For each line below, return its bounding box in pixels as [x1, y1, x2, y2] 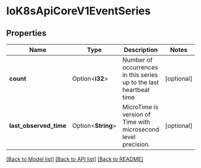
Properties [6, 28, 47, 38]
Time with [122, 118, 151, 126]
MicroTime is [122, 103, 159, 111]
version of [122, 111, 151, 118]
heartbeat [122, 85, 150, 94]
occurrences [122, 63, 159, 71]
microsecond [122, 126, 160, 133]
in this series [122, 71, 159, 79]
